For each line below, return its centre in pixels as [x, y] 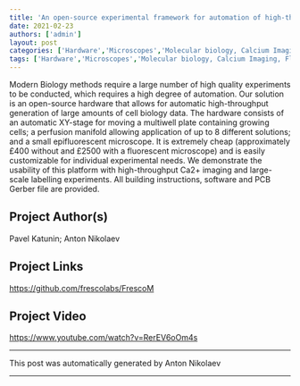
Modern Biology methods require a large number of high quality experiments [150, 84]
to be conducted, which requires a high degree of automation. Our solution [146, 94]
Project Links [46, 267]
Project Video [48, 317]
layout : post [33, 42]
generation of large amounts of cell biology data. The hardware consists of [146, 113]
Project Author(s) [59, 217]
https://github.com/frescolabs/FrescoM [82, 288]
